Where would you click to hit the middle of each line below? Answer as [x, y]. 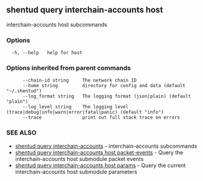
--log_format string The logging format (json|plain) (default [106, 96]
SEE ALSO [22, 133]
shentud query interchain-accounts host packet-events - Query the [99, 152]
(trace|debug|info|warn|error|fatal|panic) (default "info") [85, 112]
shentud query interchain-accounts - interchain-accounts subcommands [106, 146]
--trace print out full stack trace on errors [101, 117]
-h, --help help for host [47, 53]
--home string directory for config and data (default [104, 86]
